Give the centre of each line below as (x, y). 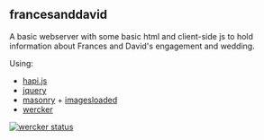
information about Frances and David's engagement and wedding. (132, 46)
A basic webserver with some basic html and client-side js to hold (132, 36)
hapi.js (35, 81)
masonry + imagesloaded (70, 100)
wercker (38, 109)
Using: (22, 63)
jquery (34, 90)
